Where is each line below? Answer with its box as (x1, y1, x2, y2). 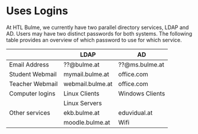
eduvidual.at (118, 109, 153, 117)
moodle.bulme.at (63, 118, 111, 126)
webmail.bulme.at (63, 79, 113, 88)
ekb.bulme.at (63, 109, 100, 117)
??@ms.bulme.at (118, 60, 165, 69)
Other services (9, 109, 50, 117)
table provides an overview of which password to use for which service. (6, 36, 182, 43)
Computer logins (9, 89, 56, 97)
